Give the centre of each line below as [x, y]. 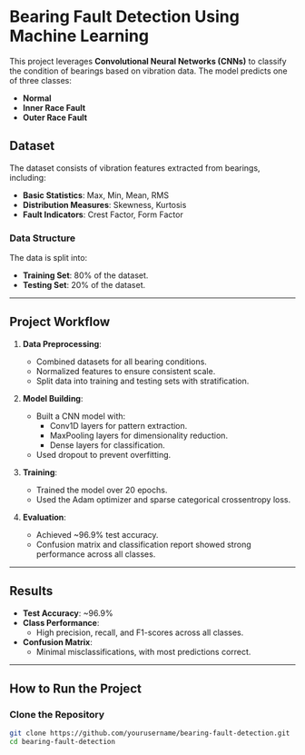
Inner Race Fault [54, 107]
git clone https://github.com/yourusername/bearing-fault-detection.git [150, 733]
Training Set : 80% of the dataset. [85, 275]
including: [28, 177]
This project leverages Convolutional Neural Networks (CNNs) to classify [148, 61]
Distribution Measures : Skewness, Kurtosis [104, 204]
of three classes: [41, 80]
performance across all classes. [96, 554]
